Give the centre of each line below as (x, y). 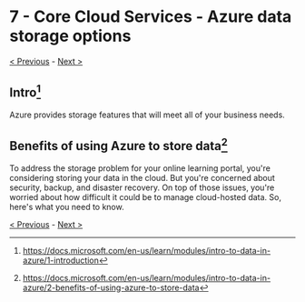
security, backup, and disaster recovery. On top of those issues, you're (142, 187)
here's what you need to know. (67, 206)
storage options (70, 36)
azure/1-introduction (61, 260)
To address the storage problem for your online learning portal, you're (140, 168)
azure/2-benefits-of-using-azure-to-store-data (111, 287)
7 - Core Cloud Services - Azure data (151, 17)
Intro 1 (25, 91)
